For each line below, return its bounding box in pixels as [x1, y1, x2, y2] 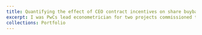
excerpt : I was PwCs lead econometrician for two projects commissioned [6, 14, 192, 20]
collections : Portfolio [6, 20, 66, 26]
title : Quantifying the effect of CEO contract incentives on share [6, 8, 182, 15]
